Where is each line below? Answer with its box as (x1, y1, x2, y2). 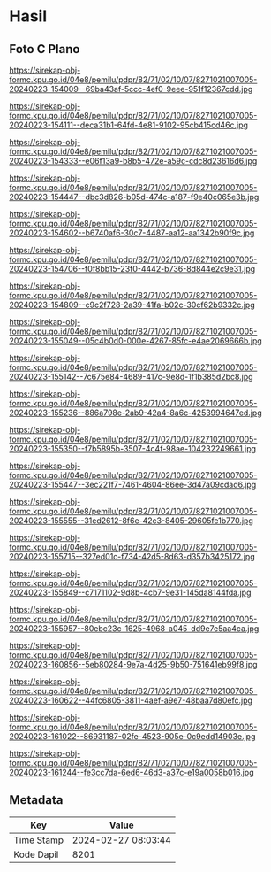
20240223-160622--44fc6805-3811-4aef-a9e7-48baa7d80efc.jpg (9, 695, 253, 706)
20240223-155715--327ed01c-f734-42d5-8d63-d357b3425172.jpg (9, 552, 255, 561)
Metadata (9, 792, 64, 807)
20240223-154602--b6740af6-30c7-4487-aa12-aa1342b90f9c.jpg (9, 228, 255, 238)
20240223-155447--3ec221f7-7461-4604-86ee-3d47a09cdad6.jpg (9, 480, 257, 490)
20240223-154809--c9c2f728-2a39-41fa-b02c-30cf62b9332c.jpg (9, 299, 255, 310)
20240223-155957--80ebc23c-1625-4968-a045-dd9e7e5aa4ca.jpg (9, 623, 260, 634)
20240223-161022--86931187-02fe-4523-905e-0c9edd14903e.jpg (9, 731, 256, 741)
